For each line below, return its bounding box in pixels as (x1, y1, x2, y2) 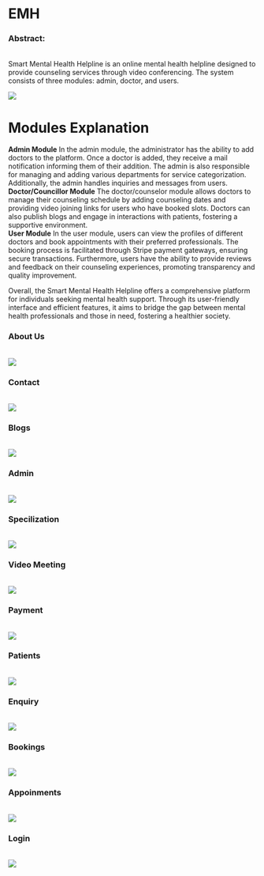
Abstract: (8, 33, 46, 44)
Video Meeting (8, 559, 66, 570)
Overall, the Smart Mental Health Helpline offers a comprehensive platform (8, 286, 251, 296)
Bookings (8, 742, 46, 753)
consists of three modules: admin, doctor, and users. (8, 76, 180, 85)
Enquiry (8, 696, 39, 707)
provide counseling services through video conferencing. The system (8, 68, 234, 77)
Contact (8, 376, 40, 387)
